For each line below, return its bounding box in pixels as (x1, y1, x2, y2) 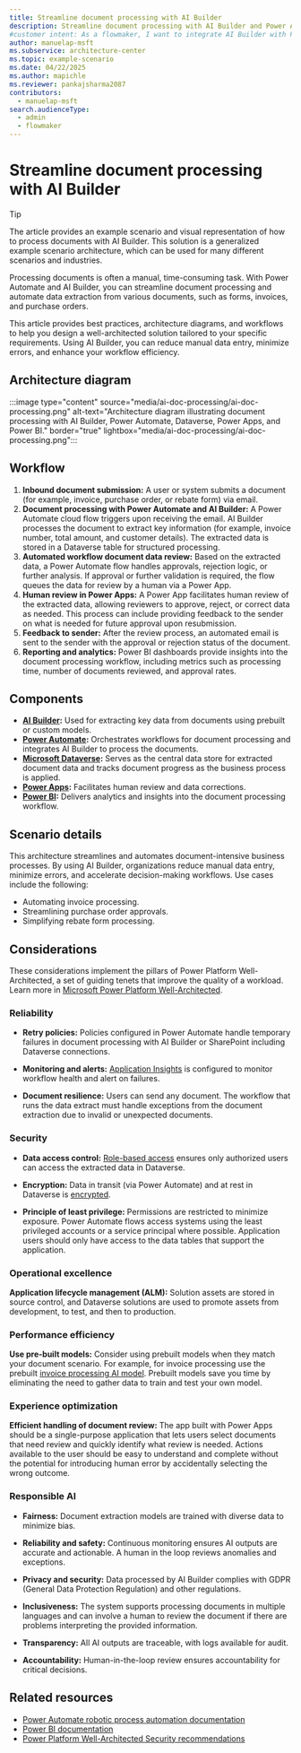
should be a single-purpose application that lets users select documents (9, 1429, 276, 1440)
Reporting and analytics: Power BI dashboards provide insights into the (21, 647, 288, 657)
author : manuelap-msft (9, 38, 94, 48)
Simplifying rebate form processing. (21, 916, 155, 926)
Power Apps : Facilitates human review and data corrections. (21, 782, 246, 793)
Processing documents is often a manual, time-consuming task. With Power (9, 272, 289, 282)
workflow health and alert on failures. (21, 1073, 160, 1084)
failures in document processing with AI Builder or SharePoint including (21, 1037, 286, 1047)
